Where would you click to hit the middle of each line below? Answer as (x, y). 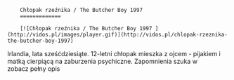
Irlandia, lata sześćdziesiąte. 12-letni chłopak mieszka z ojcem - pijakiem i (114, 54)
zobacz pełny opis (34, 69)
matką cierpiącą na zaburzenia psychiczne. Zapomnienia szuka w (103, 61)
